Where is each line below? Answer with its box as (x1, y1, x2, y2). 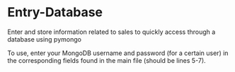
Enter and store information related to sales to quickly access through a (7, 28, 216, 36)
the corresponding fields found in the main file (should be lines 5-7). (7, 56, 207, 64)
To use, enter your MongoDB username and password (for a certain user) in (7, 49, 229, 57)
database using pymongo (7, 35, 81, 43)
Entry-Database (7, 4, 103, 20)
